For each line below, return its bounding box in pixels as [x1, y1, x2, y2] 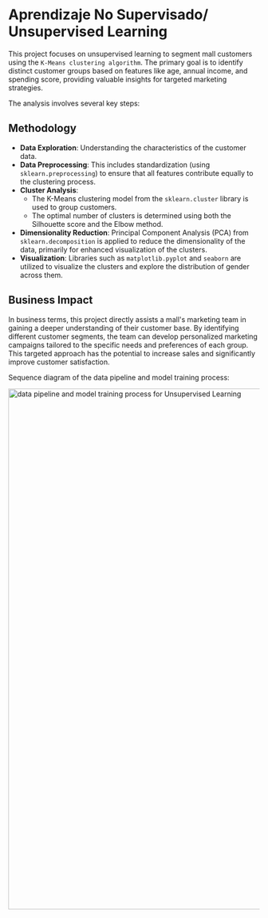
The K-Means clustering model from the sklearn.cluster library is [31, 193, 249, 203]
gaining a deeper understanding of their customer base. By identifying [8, 323, 239, 332]
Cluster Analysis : [19, 185, 79, 195]
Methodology [8, 121, 77, 135]
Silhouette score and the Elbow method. [31, 219, 164, 229]
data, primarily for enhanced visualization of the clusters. [19, 244, 207, 254]
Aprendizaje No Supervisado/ [8, 6, 209, 24]
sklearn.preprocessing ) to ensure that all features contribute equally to [19, 168, 254, 177]
